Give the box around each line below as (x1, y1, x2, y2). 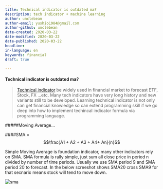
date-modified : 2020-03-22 (5, 35, 60, 39)
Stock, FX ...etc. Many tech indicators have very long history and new (17, 92, 157, 98)
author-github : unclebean (5, 25, 57, 30)
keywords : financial (5, 52, 47, 57)
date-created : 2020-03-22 (5, 30, 57, 35)
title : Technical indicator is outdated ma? (5, 7, 97, 12)
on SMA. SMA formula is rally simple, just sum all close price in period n (5, 154, 149, 160)
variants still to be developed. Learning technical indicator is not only (17, 97, 155, 103)
